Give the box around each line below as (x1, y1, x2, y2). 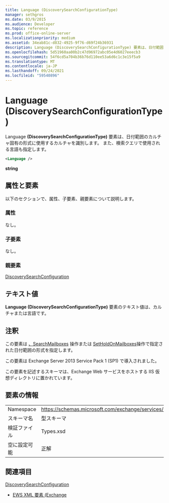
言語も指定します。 (9, 146, 49, 152)
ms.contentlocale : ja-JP (5, 64, 57, 69)
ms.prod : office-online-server (5, 31, 71, 36)
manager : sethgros (5, 12, 44, 17)
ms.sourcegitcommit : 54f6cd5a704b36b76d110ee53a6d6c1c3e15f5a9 (5, 54, 141, 60)
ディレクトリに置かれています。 (9, 375, 75, 381)
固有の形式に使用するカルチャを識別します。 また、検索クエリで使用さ (9, 140, 156, 146)
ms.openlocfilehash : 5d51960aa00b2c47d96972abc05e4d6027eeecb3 (5, 49, 141, 54)
